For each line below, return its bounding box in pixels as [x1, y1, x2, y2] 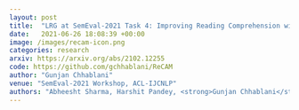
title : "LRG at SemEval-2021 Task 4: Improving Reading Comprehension [9, 21, 280, 30]
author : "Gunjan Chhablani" [9, 71, 114, 80]
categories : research [9, 46, 90, 55]
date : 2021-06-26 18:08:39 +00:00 [9, 29, 145, 38]
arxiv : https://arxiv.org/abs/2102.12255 [9, 54, 166, 63]
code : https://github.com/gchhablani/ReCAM [9, 63, 174, 72]
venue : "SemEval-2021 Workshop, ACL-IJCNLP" [9, 79, 177, 88]
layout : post [9, 12, 58, 22]
